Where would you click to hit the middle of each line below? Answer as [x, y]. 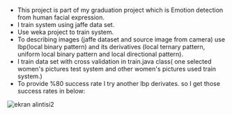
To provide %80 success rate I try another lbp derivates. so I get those [119, 83]
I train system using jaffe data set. [66, 25]
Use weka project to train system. [65, 32]
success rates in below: [51, 91]
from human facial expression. [61, 17]
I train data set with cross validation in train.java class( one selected [114, 61]
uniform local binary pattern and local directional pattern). [100, 54]
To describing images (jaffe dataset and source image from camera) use [121, 39]
